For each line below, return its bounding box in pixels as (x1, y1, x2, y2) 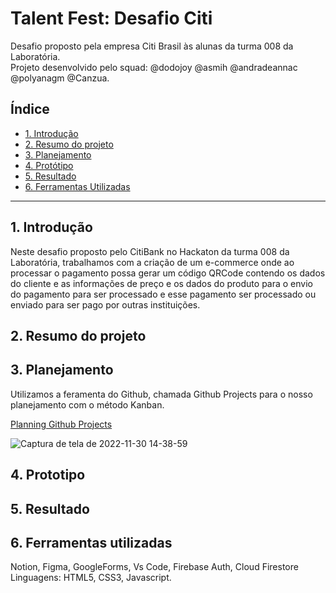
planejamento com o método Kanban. (10, 398, 165, 411)
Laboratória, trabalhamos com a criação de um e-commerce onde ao (10, 256, 295, 268)
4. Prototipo (10, 467, 86, 484)
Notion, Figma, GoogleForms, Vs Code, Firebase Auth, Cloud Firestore (10, 561, 299, 573)
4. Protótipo (24, 159, 74, 171)
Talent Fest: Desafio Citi (10, 7, 213, 30)
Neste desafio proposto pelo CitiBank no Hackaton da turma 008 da (10, 245, 290, 257)
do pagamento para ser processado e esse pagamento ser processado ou (10, 288, 317, 300)
